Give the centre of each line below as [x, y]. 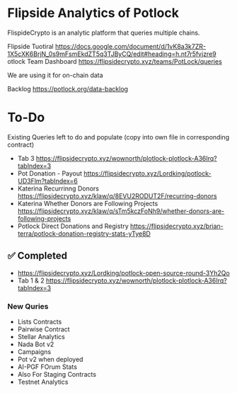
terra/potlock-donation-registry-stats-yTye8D [84, 233]
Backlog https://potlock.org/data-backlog [68, 89]
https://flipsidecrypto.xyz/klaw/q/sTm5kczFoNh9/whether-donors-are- [121, 211]
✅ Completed [37, 256]
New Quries [28, 306]
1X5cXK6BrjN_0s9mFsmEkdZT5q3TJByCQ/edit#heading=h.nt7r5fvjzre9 [112, 54]
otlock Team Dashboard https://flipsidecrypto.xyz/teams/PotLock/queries [115, 61]
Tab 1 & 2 [31, 280]
